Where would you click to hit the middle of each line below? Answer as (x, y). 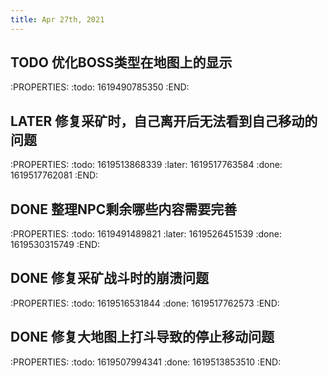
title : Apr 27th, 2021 (57, 19)
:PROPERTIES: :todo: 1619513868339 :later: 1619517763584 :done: (146, 165)
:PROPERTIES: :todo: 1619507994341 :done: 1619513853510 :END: (146, 362)
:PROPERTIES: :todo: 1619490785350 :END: (100, 87)
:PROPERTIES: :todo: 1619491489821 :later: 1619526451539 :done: (146, 234)
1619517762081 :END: (54, 175)
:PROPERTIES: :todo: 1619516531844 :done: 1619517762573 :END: (145, 303)
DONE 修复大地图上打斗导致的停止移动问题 (142, 337)
